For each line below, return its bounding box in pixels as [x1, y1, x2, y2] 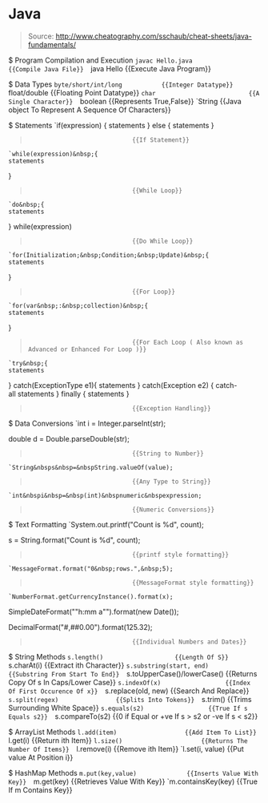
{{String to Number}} [131, 450, 204, 458]
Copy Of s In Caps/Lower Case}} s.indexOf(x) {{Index [8, 677, 250, 687]
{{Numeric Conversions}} [131, 506, 215, 514]
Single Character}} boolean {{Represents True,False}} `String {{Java [8, 96, 242, 106]
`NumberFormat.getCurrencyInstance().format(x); [8, 592, 174, 601]
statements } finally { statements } [17, 389, 130, 398]
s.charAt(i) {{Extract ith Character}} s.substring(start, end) [8, 660, 210, 670]
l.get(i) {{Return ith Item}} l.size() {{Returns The [8, 735, 248, 745]
